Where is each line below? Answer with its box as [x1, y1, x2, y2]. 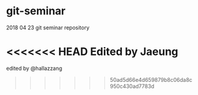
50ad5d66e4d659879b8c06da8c [110, 76, 193, 83]
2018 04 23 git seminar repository [6, 24, 89, 31]
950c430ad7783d [110, 82, 155, 90]
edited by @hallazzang [6, 65, 63, 72]
